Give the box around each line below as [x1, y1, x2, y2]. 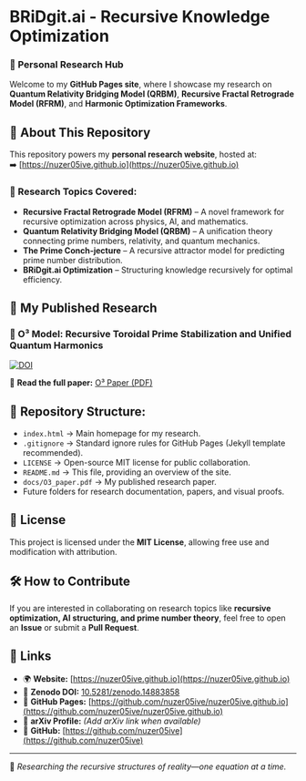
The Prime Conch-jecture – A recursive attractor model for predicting [22, 244, 285, 256]
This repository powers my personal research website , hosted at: [9, 149, 258, 160]
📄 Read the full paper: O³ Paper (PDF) [9, 377, 153, 388]
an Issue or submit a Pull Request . [9, 622, 139, 632]
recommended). [22, 447, 84, 458]
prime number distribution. [22, 254, 123, 265]
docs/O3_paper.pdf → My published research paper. [22, 477, 217, 488]
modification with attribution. [9, 546, 117, 557]
